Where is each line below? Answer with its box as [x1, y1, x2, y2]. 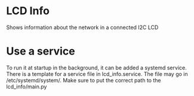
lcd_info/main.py [6, 83, 47, 90]
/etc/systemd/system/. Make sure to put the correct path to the [6, 76, 161, 84]
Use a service [6, 44, 76, 58]
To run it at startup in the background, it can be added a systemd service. [6, 64, 187, 71]
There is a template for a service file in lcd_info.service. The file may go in [6, 70, 188, 78]
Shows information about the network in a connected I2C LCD [6, 24, 159, 31]
